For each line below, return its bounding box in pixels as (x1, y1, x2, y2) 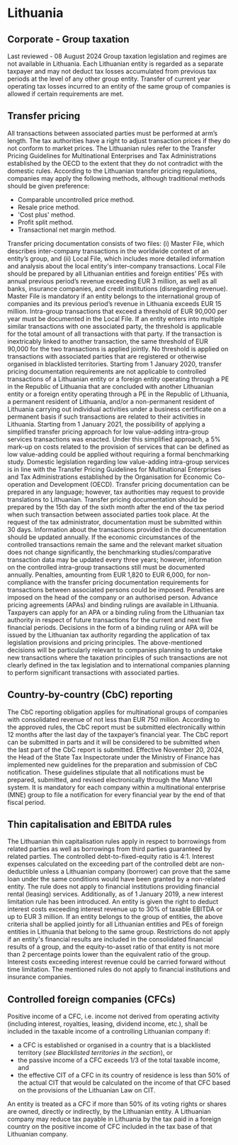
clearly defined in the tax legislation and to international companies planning (7, 660, 230, 669)
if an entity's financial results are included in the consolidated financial (7, 935, 213, 944)
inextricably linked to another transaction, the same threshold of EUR (7, 337, 209, 345)
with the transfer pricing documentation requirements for (42, 577, 209, 586)
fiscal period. (7, 798, 46, 806)
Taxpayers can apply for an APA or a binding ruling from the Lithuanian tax (7, 608, 225, 616)
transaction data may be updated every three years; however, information (7, 555, 222, 564)
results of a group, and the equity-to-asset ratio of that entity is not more (7, 942, 220, 951)
